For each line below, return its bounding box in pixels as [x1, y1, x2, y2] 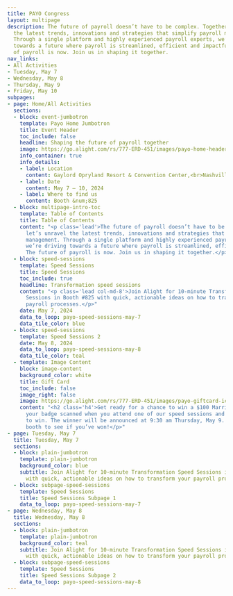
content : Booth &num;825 [25, 197, 98, 205]
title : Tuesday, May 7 [13, 436, 79, 443]
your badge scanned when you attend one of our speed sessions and [25, 411, 225, 417]
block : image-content [19, 365, 82, 372]
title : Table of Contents [19, 217, 95, 224]
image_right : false [19, 391, 76, 398]
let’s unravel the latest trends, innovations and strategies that [25, 230, 225, 237]
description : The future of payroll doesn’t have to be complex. [7, 23, 200, 30]
